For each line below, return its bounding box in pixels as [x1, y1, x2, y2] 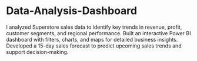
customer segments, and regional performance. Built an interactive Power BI [6, 29, 191, 36]
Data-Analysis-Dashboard [6, 4, 137, 18]
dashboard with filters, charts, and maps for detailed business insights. [6, 36, 178, 43]
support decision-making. [6, 48, 69, 55]
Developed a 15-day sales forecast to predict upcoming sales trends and [6, 42, 182, 49]
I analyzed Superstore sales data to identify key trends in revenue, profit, [6, 23, 182, 30]
